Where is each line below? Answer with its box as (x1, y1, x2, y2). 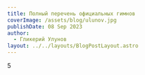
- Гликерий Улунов (13, 36, 68, 43)
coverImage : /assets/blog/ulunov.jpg (7, 17, 117, 24)
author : (7, 29, 30, 37)
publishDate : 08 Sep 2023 (7, 23, 82, 30)
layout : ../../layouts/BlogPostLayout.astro (7, 42, 139, 49)
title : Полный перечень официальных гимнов (7, 10, 136, 17)
